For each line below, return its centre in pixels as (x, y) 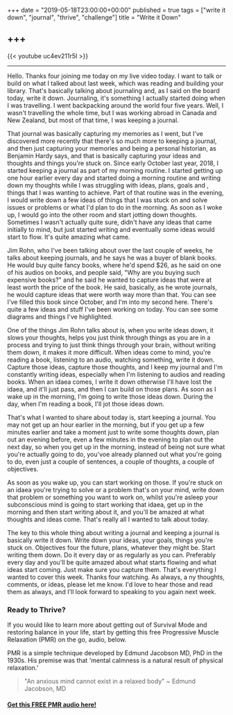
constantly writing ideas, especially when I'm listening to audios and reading (116, 374)
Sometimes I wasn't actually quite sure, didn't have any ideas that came (110, 222)
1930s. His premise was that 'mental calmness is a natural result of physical (115, 661)
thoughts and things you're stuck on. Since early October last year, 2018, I (113, 163)
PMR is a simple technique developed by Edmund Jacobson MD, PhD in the (115, 653)
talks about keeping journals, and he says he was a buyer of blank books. (112, 258)
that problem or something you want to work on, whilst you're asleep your (113, 497)
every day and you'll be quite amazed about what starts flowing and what (112, 562)
